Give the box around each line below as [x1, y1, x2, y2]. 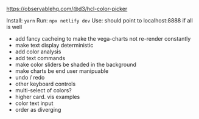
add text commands [15, 55, 66, 61]
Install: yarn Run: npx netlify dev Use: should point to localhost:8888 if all [6, 17, 193, 24]
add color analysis [15, 48, 61, 55]
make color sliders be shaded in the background [15, 61, 137, 68]
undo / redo [15, 74, 45, 81]
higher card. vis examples [15, 93, 80, 100]
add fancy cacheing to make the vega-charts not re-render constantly [15, 35, 191, 42]
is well [6, 24, 23, 30]
